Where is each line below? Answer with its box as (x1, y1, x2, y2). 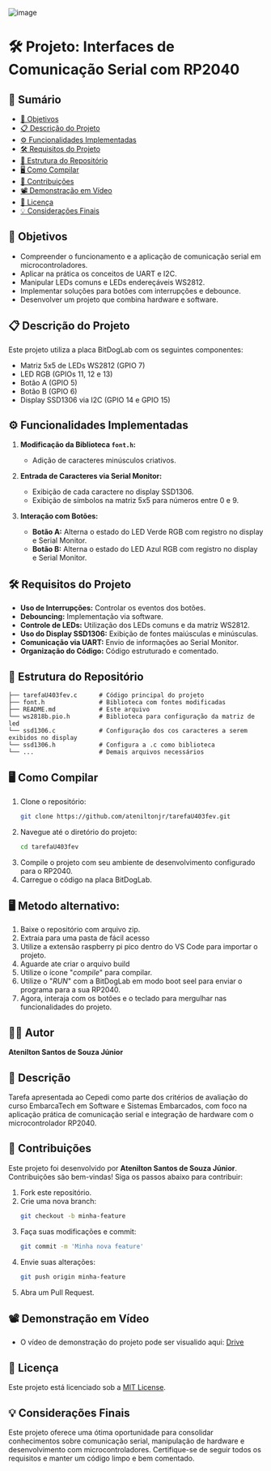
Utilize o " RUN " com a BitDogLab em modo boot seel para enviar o (19, 976, 243, 986)
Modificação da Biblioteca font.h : (19, 440, 136, 449)
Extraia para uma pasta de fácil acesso (19, 933, 150, 943)
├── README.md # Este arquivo (8, 706, 150, 714)
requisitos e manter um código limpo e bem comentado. (8, 1453, 196, 1463)
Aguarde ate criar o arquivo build (19, 959, 130, 969)
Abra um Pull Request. (19, 1287, 95, 1297)
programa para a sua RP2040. (19, 985, 121, 995)
